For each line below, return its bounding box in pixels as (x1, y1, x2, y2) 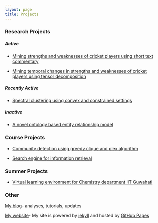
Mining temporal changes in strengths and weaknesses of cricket (12, 68, 147, 74)
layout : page (5, 7, 32, 12)
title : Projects (5, 12, 39, 17)
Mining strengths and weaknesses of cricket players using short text (12, 53, 153, 59)
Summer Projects (5, 168, 48, 175)
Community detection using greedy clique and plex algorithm (12, 145, 138, 151)
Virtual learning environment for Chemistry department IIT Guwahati (12, 179, 153, 185)
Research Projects (5, 28, 51, 35)
